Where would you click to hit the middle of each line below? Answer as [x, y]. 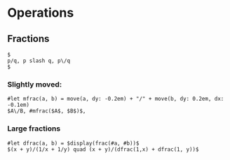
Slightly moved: [35, 84]
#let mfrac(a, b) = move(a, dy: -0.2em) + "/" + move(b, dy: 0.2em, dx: [116, 99]
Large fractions [34, 129]
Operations [41, 13]
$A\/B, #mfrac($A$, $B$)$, [47, 111]
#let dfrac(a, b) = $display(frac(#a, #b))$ [73, 143]
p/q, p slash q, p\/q [39, 61]
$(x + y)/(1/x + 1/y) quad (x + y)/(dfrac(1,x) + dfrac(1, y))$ [103, 149]
